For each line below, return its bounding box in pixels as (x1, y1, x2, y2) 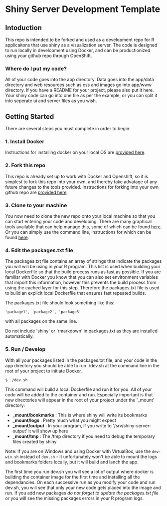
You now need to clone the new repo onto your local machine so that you (5, 213, 156, 219)
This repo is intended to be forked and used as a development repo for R (5, 37, 155, 43)
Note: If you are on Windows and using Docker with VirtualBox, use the (5, 448, 151, 454)
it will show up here (28, 428, 68, 434)
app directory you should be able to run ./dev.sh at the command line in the (5, 362, 160, 368)
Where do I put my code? (5, 65, 67, 72)
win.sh (5, 454, 19, 459)
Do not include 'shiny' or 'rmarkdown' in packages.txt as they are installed (5, 328, 158, 334)
